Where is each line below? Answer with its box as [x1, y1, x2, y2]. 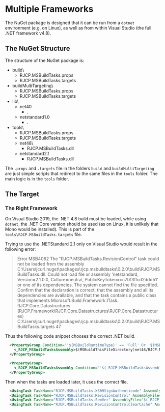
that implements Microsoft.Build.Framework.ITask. [17, 297, 119, 303]
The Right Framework [5, 205, 58, 212]
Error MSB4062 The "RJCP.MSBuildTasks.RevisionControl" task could [17, 256, 159, 262]
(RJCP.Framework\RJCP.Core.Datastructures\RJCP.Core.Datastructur [17, 308, 158, 314]
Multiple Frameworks [5, 3, 94, 15]
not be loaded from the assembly [17, 261, 84, 267]
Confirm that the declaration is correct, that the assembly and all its [17, 287, 154, 293]
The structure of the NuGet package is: [5, 58, 84, 63]
